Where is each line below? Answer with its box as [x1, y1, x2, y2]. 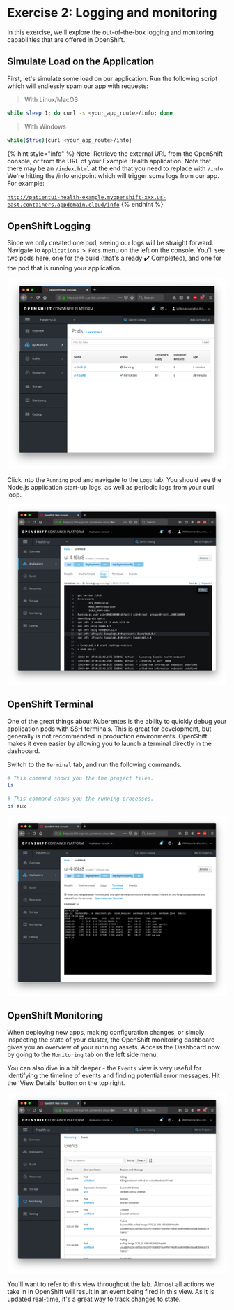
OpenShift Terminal [7, 699, 94, 711]
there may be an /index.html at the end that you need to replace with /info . [7, 164, 225, 173]
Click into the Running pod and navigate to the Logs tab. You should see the [7, 476, 221, 484]
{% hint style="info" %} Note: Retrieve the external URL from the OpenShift [7, 149, 223, 158]
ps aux [7, 803, 26, 810]
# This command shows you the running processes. [7, 795, 155, 803]
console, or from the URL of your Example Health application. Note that [7, 157, 211, 165]
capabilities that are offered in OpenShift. [7, 35, 125, 43]
